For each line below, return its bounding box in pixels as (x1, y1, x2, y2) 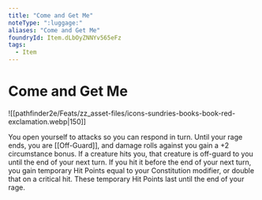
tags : (8, 41, 26, 49)
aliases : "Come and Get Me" (8, 26, 101, 34)
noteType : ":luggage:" (8, 19, 83, 27)
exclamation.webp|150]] (8, 116, 87, 126)
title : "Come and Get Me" (8, 11, 93, 20)
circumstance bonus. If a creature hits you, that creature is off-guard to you (8, 149, 254, 158)
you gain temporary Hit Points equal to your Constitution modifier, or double (8, 165, 255, 175)
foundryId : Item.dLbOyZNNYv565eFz (8, 33, 122, 42)
